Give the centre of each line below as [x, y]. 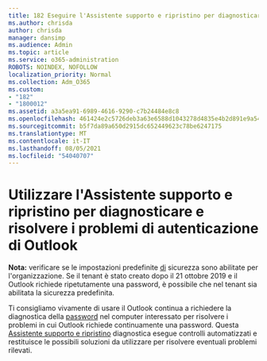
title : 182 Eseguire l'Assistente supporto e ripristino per [112, 15]
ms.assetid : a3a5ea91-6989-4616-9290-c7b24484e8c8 [94, 112]
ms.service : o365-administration [64, 60]
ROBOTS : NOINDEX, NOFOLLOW [53, 67]
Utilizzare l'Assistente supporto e [120, 195]
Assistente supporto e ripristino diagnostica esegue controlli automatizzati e [133, 333]
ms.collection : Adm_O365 [49, 82]
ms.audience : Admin [41, 45]
